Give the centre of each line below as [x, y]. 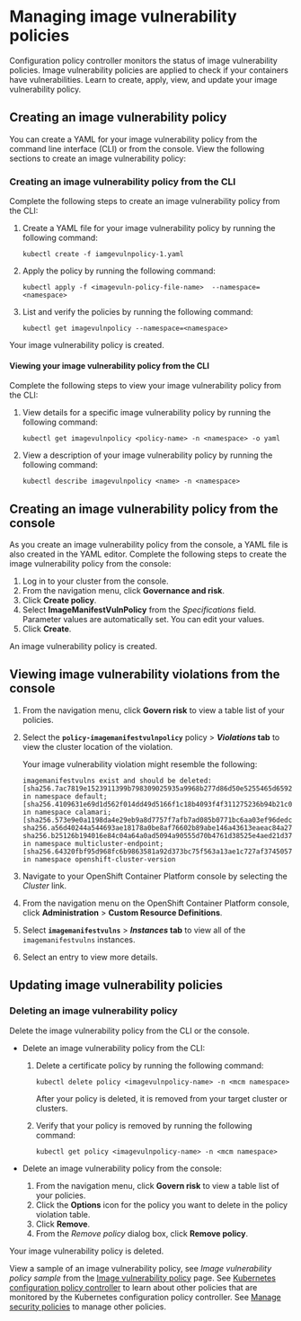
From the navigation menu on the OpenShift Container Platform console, [156, 903]
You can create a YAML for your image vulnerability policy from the [133, 139]
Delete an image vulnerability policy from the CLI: [113, 1048]
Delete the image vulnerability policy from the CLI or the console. [129, 1031]
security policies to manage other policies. [88, 1307]
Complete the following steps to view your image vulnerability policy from [145, 386]
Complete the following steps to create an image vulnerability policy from [145, 201]
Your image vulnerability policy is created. [87, 345]
